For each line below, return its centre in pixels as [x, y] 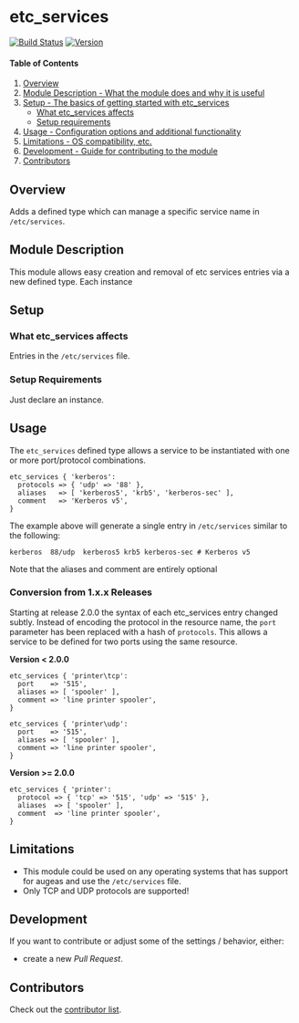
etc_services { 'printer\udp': [69, 724]
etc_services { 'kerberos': [63, 476]
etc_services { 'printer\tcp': [69, 676]
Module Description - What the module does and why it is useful [144, 93]
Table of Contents [44, 63]
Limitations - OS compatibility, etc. [87, 141]
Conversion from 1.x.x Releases [81, 592]
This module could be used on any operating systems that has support [155, 871]
